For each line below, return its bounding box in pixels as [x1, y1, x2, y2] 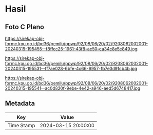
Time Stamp [7, 122, 36, 129]
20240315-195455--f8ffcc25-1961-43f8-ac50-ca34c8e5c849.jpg [5, 46, 138, 51]
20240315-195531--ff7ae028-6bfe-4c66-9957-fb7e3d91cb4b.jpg [5, 66, 137, 71]
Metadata [5, 100, 35, 108]
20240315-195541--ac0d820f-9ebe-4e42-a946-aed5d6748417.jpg [5, 85, 140, 91]
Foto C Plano [5, 23, 44, 31]
